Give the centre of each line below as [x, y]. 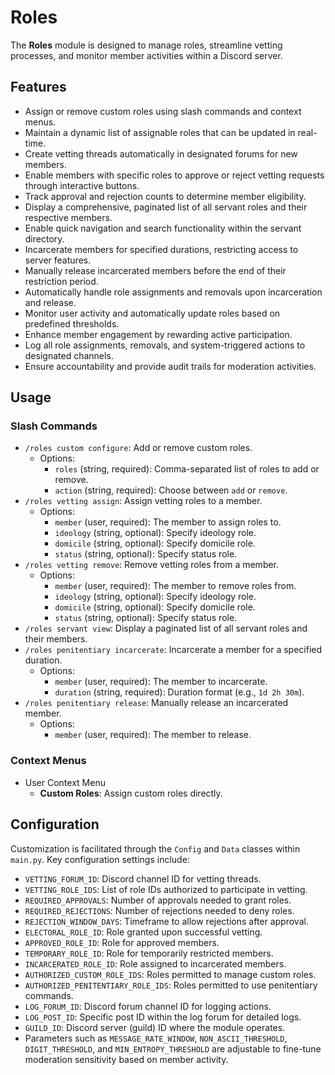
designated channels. [69, 355]
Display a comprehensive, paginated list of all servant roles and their [166, 207]
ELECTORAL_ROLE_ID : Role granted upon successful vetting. [143, 932]
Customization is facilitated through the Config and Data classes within [155, 848]
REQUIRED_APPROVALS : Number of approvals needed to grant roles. [158, 900]
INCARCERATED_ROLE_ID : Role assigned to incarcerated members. [155, 963]
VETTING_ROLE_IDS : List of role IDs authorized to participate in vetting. [166, 889]
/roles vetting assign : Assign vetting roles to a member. [143, 501]
